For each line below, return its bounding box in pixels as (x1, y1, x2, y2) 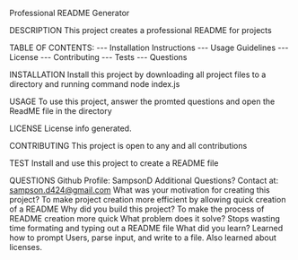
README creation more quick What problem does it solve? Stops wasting (9, 213, 281, 223)
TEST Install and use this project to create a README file (9, 158, 219, 169)
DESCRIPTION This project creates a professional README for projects (9, 25, 272, 35)
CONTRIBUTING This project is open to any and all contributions (9, 141, 248, 151)
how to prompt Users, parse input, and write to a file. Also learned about (9, 232, 276, 243)
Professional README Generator (9, 8, 130, 18)
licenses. (9, 242, 43, 252)
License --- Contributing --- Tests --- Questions (9, 52, 188, 62)
